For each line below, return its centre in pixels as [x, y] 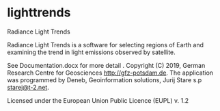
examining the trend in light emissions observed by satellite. [91, 52]
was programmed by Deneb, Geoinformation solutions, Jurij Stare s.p [105, 79]
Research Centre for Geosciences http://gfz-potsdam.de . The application [110, 73]
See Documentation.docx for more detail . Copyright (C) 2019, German [106, 65]
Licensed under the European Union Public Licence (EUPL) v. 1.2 [98, 100]
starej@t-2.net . [28, 87]
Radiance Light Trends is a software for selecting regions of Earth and [105, 45]
